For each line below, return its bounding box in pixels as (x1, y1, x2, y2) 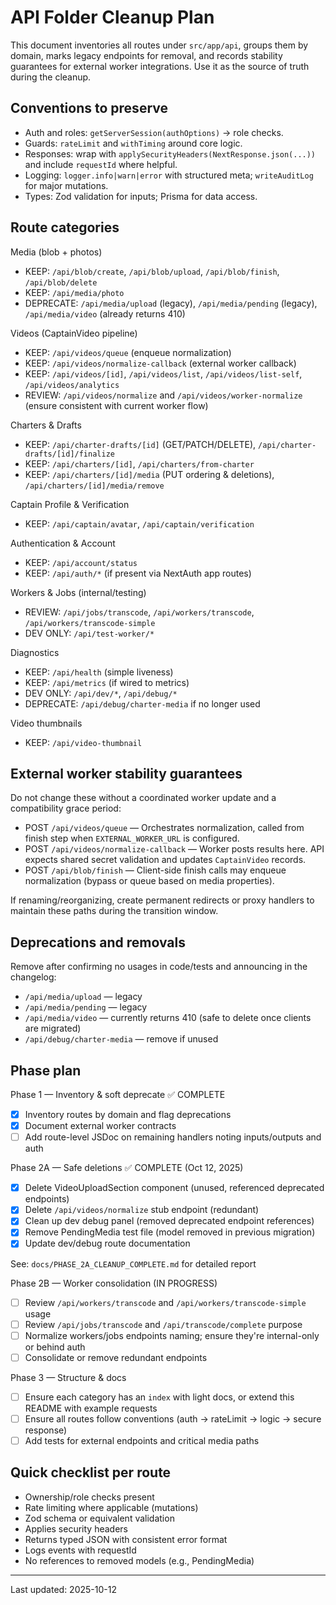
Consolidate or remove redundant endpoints (24, 1351, 208, 1363)
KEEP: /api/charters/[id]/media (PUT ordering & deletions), (24, 468, 275, 480)
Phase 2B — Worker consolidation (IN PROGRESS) (10, 1277, 218, 1289)
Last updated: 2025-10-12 (10, 1583, 117, 1595)
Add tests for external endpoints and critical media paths (24, 1434, 260, 1446)
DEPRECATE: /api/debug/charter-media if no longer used (24, 697, 261, 710)
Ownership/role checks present (24, 1491, 155, 1503)
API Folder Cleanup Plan (10, 6, 215, 29)
